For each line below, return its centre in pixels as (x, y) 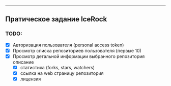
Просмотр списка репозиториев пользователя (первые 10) (77, 50)
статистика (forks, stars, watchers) (58, 67)
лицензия (31, 79)
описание (23, 62)
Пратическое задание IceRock (56, 19)
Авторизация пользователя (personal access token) (68, 45)
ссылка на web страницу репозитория (62, 73)
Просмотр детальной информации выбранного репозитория (79, 56)
